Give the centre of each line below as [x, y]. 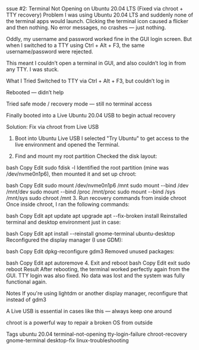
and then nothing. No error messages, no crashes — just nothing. [86, 27]
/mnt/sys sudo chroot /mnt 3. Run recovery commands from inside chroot [96, 198]
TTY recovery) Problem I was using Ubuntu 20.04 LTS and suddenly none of [100, 15]
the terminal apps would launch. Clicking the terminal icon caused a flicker [97, 21]
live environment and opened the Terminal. [67, 144]
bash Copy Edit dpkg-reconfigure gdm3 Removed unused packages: [90, 251]
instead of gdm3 [26, 300]
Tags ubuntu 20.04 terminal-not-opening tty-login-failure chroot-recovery [97, 334]
